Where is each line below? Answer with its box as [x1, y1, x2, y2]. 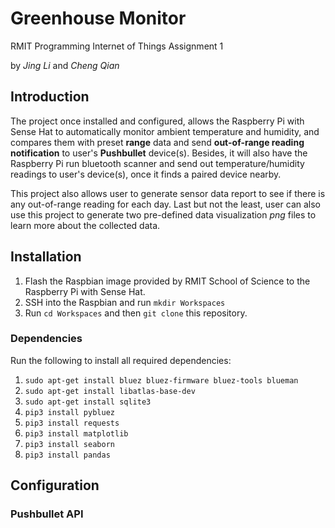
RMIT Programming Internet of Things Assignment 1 [10, 40, 224, 52]
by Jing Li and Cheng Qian [10, 59, 120, 71]
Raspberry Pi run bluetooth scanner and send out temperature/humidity [10, 157, 305, 169]
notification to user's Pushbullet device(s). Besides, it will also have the [10, 147, 308, 159]
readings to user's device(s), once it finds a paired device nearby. [10, 168, 282, 180]
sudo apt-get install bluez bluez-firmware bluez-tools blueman [24, 375, 299, 386]
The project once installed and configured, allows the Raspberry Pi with [10, 115, 305, 127]
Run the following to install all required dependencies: [10, 354, 232, 366]
